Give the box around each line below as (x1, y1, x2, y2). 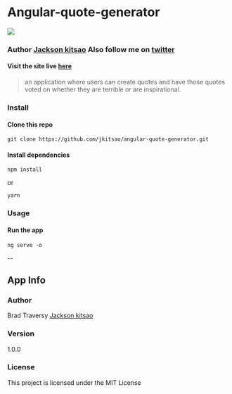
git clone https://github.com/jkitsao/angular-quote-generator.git (7, 136, 210, 143)
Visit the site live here (7, 62, 72, 70)
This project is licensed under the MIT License (7, 378, 142, 387)
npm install (7, 166, 42, 173)
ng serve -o (7, 241, 42, 248)
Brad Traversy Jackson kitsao (7, 311, 94, 320)
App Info (7, 274, 46, 286)
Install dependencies (7, 151, 70, 159)
